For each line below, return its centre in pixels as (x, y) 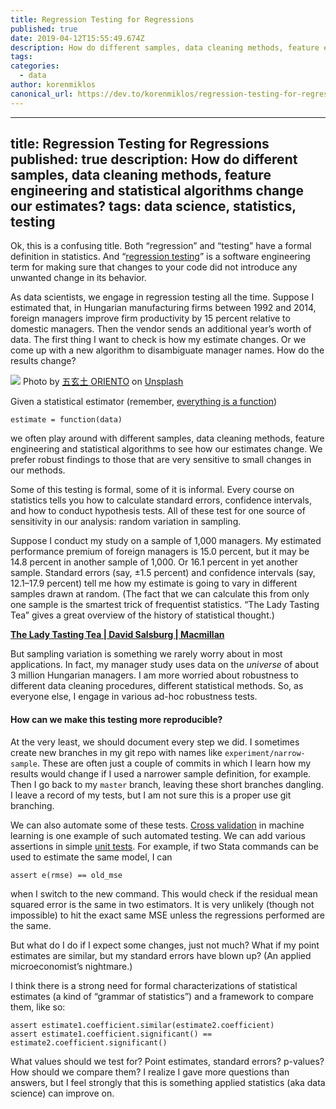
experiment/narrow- (265, 753)
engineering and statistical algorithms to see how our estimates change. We (166, 449)
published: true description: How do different (154, 159)
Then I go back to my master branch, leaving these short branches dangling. (167, 784)
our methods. (38, 470)
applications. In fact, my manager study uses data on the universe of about (164, 665)
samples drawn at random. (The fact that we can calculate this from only (160, 594)
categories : (35, 66)
